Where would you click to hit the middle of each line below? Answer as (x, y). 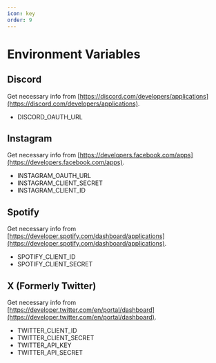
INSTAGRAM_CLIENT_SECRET (60, 183)
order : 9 (20, 20)
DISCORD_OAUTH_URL (50, 117)
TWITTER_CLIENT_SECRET (56, 337)
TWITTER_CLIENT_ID (47, 330)
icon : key (21, 13)
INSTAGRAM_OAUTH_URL (54, 176)
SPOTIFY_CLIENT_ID (46, 257)
